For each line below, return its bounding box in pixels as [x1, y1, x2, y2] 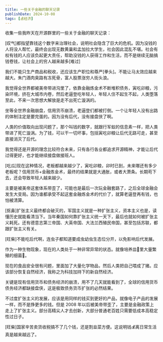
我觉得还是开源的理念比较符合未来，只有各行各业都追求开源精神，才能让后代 [5, 147, 158, 152]
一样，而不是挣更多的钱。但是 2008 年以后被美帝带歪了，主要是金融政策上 [5, 302, 154, 308]
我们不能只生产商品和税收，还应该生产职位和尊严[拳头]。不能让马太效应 [5, 69, 149, 75]
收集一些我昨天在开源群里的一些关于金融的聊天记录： [5, 30, 112, 36]
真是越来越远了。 [5, 332, 39, 338]
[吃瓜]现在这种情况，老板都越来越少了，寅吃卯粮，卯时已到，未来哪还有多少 [5, 163, 157, 169]
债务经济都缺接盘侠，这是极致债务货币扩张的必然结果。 [5, 285, 115, 291]
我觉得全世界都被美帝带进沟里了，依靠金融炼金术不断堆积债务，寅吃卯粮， [5, 85, 154, 91]
